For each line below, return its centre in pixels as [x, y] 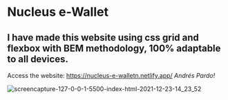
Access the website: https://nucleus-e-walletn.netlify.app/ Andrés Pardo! [111, 76]
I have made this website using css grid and [103, 38]
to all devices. [38, 59]
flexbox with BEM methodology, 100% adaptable [114, 48]
